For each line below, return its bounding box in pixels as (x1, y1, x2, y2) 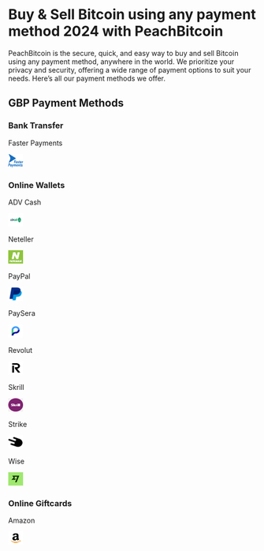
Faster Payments (8, 138, 63, 148)
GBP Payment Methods (8, 96, 125, 110)
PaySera (8, 308, 35, 317)
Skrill (8, 382, 25, 392)
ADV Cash (8, 197, 42, 207)
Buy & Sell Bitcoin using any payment (8, 6, 256, 24)
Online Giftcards (8, 497, 73, 508)
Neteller (8, 234, 34, 244)
